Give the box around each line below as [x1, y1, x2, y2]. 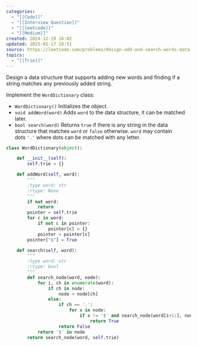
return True [90, 318, 119, 324]
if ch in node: [47, 285, 85, 292]
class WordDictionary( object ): [6, 145, 83, 151]
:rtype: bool [27, 264, 59, 270]
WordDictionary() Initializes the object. [14, 102, 108, 109]
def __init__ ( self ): [16, 156, 67, 162]
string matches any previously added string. [6, 80, 113, 87]
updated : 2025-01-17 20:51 [6, 42, 72, 47]
